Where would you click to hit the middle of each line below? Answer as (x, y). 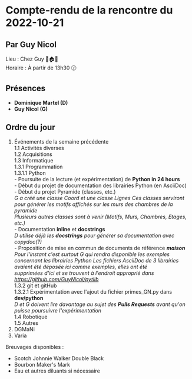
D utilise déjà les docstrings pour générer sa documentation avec (94, 235)
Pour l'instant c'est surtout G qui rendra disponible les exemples (92, 254)
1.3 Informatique (34, 160)
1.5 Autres (26, 323)
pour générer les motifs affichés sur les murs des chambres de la (93, 204)
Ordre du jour (30, 127)
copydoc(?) (28, 241)
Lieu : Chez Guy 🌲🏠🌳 (32, 59)
